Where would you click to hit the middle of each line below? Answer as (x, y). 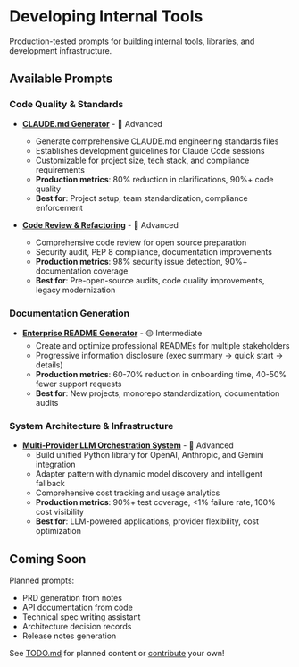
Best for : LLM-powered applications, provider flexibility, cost (147, 521)
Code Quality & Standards (66, 105)
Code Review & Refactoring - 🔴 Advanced (100, 224)
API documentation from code (78, 608)
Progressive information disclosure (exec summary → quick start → (159, 355)
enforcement (59, 207)
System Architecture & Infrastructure (91, 426)
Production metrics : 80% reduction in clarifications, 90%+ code (154, 179)
